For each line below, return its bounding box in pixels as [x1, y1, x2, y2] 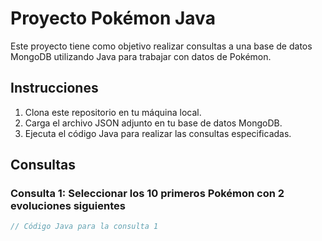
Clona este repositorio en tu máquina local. [24, 106, 202, 118]
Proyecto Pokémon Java [10, 7, 216, 30]
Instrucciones [10, 80, 99, 97]
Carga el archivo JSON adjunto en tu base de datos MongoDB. [24, 117, 283, 129]
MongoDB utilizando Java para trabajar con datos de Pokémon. [10, 50, 272, 62]
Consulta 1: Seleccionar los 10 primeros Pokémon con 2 [10, 187, 285, 201]
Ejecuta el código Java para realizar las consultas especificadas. [24, 127, 292, 139]
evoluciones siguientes [10, 199, 126, 213]
